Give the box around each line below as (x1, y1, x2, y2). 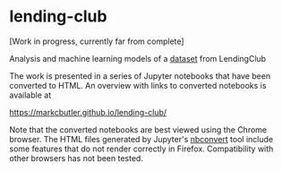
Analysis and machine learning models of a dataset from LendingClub (9, 53, 267, 64)
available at (9, 90, 52, 100)
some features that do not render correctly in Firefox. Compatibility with (9, 143, 274, 154)
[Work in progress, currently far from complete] (9, 36, 185, 47)
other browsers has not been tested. (9, 152, 143, 163)
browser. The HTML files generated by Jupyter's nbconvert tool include (9, 133, 274, 144)
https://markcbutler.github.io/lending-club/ (9, 107, 167, 117)
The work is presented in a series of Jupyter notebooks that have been (9, 70, 271, 81)
